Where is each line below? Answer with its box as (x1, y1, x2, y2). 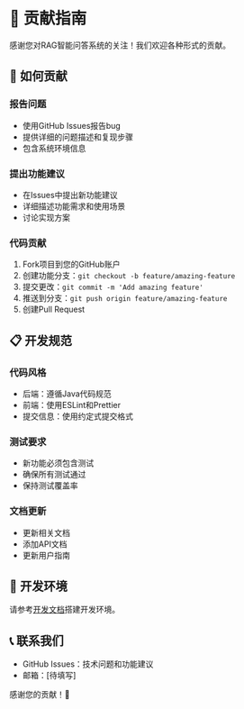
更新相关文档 (22, 527, 70, 538)
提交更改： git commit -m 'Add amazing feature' (22, 281, 204, 293)
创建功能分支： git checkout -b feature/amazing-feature (22, 270, 236, 281)
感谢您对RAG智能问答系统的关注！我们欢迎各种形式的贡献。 (9, 40, 231, 50)
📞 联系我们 (9, 632, 65, 649)
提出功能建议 (9, 168, 66, 180)
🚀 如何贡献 (9, 68, 68, 84)
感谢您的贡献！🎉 (9, 689, 70, 700)
